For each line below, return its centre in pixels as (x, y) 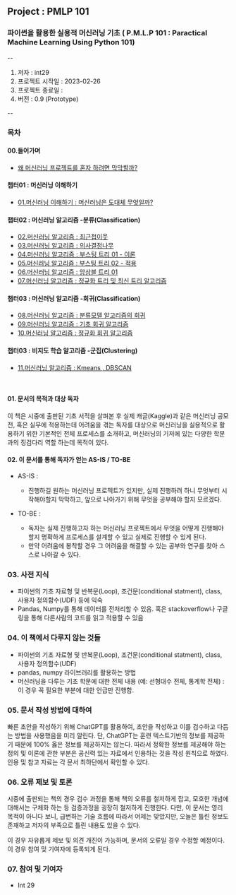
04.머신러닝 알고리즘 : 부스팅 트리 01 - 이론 (76, 254)
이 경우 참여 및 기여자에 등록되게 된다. (59, 849)
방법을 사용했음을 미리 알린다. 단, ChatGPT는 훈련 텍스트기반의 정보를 (110, 735)
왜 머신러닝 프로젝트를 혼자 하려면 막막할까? (77, 167)
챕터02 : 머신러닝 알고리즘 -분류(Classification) (74, 220)
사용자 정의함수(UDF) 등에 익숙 (60, 600)
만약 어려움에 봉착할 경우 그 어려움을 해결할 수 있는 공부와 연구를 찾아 (123, 546)
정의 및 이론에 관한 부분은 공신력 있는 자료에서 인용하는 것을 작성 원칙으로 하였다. (118, 753)
